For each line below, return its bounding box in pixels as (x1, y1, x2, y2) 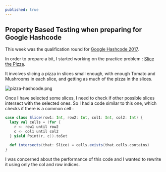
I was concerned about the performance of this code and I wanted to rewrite (5, 156, 162, 162)
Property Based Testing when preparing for (5, 26, 142, 34)
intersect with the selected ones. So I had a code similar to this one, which (5, 100, 157, 106)
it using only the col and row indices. (5, 161, 80, 167)
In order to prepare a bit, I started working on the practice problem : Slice (5, 56, 155, 62)
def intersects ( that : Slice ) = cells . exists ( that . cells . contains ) (9, 142, 150, 147)
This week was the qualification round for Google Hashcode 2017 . (5, 46, 139, 52)
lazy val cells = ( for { (9, 120, 61, 125)
